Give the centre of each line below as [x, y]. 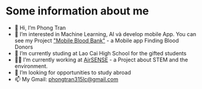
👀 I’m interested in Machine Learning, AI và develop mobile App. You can [105, 34]
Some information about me [77, 11]
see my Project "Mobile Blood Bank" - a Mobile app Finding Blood [97, 40]
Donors [24, 47]
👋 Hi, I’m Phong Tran [40, 28]
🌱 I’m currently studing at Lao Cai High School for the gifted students [100, 53]
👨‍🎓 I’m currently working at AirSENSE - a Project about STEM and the [101, 60]
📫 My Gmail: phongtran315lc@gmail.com [66, 79]
